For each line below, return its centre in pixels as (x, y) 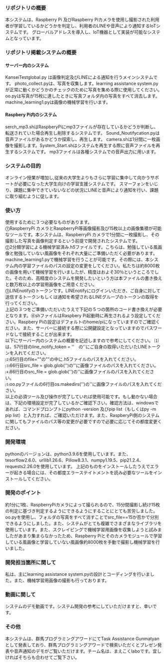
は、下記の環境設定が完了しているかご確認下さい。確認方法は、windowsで (82, 403)
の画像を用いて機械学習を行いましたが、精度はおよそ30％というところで (80, 272)
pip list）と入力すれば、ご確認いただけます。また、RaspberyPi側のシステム (82, 415)
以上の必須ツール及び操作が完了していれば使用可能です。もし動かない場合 (82, 397)
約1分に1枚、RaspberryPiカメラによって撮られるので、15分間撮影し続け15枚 (83, 504)
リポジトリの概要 (26, 7)
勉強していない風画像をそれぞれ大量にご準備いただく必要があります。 (85, 253)
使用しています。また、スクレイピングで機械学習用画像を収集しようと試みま (83, 529)
